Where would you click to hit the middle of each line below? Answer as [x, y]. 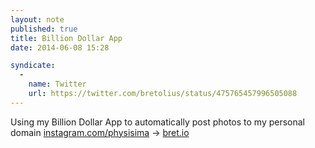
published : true [44, 29]
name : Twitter [57, 84]
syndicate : [33, 66]
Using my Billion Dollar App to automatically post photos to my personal [158, 122]
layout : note [37, 19]
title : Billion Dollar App [66, 38]
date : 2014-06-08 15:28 [60, 47]
